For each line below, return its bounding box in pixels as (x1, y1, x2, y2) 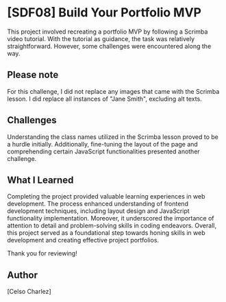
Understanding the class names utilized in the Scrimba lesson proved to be (7, 132, 219, 141)
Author (7, 269, 38, 281)
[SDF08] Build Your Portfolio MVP (7, 5, 202, 21)
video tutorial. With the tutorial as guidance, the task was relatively (7, 34, 195, 42)
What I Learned (7, 174, 74, 186)
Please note (7, 69, 59, 81)
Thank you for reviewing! (7, 249, 77, 257)
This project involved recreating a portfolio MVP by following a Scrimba (7, 27, 208, 36)
